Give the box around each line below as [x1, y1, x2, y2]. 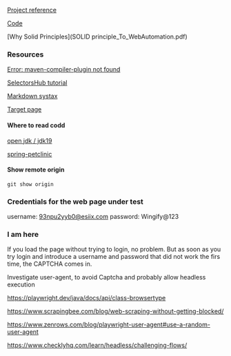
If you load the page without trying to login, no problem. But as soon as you [7, 245, 221, 253]
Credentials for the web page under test [7, 196, 143, 206]
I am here [7, 229, 39, 239]
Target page [7, 105, 42, 114]
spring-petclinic [7, 149, 52, 158]
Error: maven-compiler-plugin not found [7, 65, 121, 74]
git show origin [7, 180, 54, 188]
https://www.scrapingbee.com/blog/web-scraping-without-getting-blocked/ [7, 307, 224, 315]
